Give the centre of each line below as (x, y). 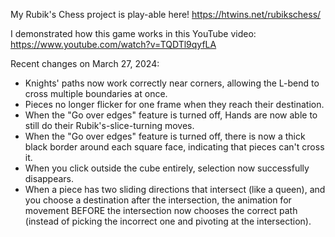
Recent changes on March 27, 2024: (85, 63)
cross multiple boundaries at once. (96, 93)
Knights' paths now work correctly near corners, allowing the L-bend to (172, 83)
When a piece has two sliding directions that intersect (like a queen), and (175, 189)
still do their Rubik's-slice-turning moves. (109, 125)
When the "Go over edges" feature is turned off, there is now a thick (165, 136)
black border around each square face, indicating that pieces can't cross (174, 147)
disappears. (49, 178)
